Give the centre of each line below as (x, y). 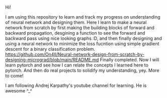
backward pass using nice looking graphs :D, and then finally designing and (83, 38)
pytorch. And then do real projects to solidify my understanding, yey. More (82, 70)
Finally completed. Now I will (130, 60)
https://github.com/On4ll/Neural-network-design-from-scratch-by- (75, 54)
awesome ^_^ (19, 91)
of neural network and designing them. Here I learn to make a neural (76, 22)
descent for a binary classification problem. (50, 49)
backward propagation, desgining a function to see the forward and (75, 33)
